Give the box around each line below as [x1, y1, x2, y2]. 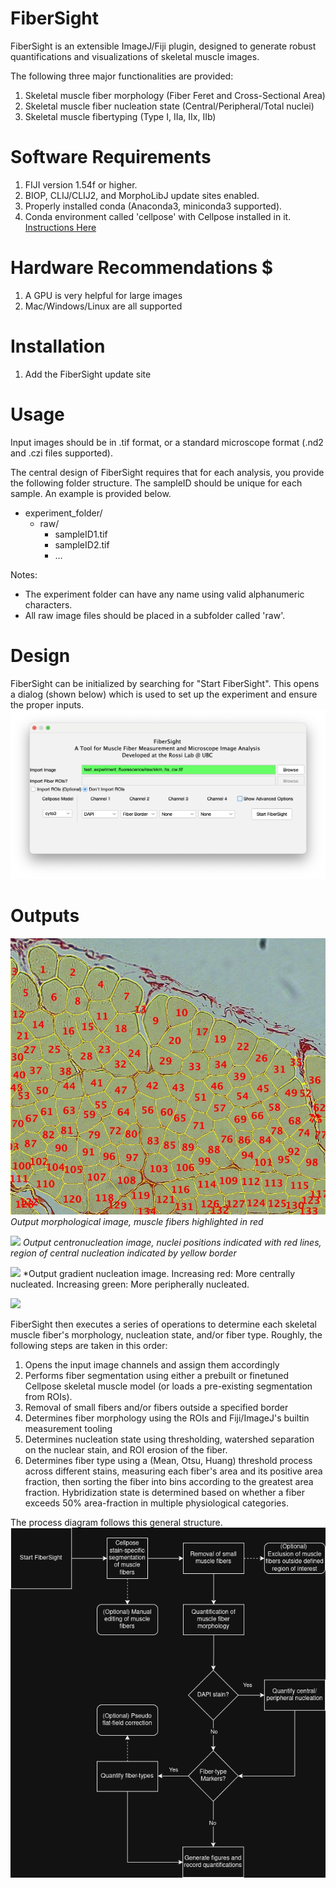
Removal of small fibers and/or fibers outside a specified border [24, 1402, 289, 1414]
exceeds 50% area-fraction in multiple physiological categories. [24, 1497, 289, 1509]
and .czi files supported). [10, 447, 113, 459]
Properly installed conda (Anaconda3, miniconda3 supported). [24, 200, 283, 212]
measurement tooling [24, 1423, 113, 1435]
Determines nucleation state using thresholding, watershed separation [24, 1433, 315, 1446]
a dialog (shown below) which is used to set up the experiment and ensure [10, 688, 318, 700]
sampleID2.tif [54, 538, 110, 551]
